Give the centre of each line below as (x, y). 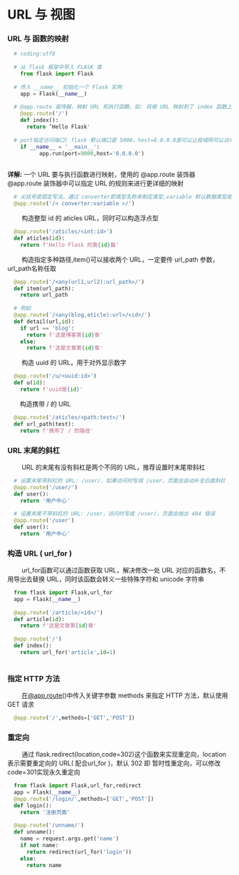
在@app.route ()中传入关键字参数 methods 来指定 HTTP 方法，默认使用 (124, 695)
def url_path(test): (44, 424)
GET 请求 (21, 704)
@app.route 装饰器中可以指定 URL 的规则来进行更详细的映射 (96, 183)
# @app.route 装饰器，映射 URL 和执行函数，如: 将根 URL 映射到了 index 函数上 (123, 107)
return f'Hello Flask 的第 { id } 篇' (70, 245)
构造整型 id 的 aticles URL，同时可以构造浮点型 (90, 218)
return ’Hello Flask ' (58, 127)
